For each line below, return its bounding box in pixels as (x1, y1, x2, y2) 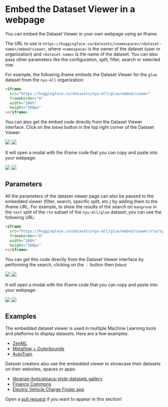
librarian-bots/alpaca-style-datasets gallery (12, 376, 102, 382)
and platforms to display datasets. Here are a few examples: (5, 331, 129, 337)
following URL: (5, 215, 35, 220)
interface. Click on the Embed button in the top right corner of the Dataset (5, 124, 154, 130)
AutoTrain (12, 351, 32, 357)
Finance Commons (12, 381, 51, 387)
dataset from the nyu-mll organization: (5, 77, 84, 83)
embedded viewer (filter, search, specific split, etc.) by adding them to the (5, 198, 158, 204)
